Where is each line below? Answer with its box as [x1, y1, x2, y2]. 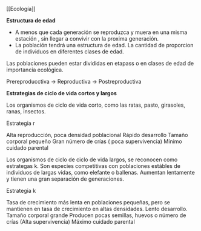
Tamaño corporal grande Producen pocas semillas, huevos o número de [6, 212, 186, 219]
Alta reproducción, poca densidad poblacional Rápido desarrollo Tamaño [6, 132, 188, 138]
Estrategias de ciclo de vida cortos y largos [6, 90, 117, 96]
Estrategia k [6, 187, 36, 194]
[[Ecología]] [6, 5, 36, 12]
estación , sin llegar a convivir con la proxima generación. [15, 35, 159, 42]
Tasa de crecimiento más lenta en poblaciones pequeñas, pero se [6, 199, 171, 206]
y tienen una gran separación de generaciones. [6, 175, 124, 182]
